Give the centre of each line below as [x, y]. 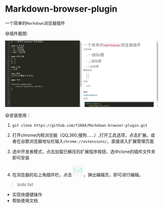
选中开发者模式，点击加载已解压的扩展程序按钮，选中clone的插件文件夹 [84, 151]
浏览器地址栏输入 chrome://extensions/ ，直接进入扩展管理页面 [91, 141]
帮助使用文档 [25, 200]
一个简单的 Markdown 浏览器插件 [35, 23]
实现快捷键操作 [27, 194]
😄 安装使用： [18, 115]
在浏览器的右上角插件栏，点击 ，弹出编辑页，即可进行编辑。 [78, 174]
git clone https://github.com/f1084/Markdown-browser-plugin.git [80, 125]
